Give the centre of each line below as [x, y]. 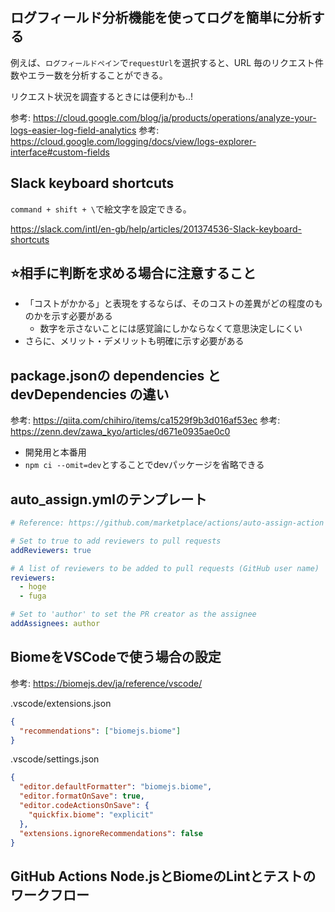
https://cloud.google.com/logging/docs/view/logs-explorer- [133, 141]
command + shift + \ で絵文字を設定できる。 [101, 209]
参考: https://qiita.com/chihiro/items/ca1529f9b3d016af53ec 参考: [145, 420]
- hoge [33, 587]
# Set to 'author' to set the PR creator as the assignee [133, 614]
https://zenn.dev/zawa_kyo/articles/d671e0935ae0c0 [120, 432]
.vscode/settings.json [55, 759]
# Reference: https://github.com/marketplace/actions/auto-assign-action [167, 523]
